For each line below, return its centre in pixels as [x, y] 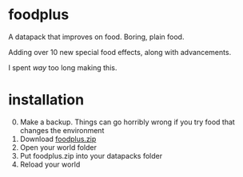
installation [46, 100]
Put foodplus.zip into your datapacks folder [91, 155]
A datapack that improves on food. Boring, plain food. [96, 37]
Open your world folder [58, 147]
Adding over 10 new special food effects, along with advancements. [120, 52]
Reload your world [50, 164]
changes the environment [62, 130]
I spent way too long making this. [63, 67]
